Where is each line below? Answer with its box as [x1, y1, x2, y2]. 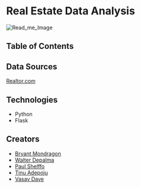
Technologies [6, 94, 58, 105]
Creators [6, 134, 40, 144]
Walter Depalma [14, 156, 55, 164]
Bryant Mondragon [14, 150, 61, 157]
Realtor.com [6, 78, 36, 85]
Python [14, 110, 33, 118]
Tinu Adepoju [14, 169, 48, 176]
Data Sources [6, 61, 58, 72]
